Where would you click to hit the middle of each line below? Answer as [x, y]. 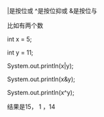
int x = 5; [19, 39]
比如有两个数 [25, 25]
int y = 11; [20, 52]
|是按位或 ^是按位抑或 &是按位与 [52, 11]
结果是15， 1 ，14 [31, 107]
